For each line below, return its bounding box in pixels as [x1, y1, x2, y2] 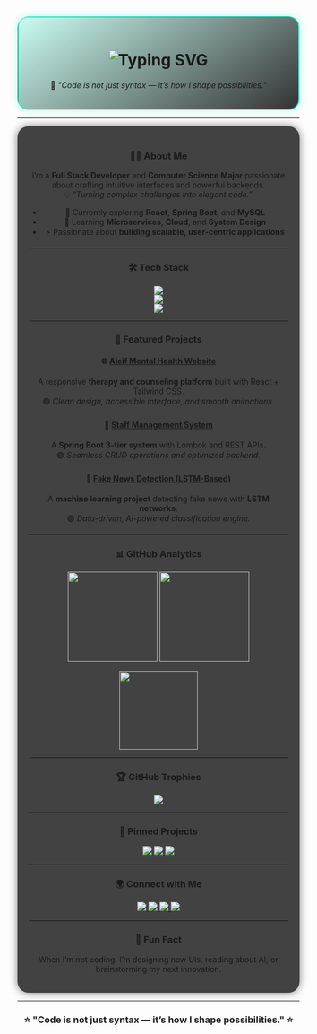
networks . [139, 503, 178, 514]
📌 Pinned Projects [119, 825, 198, 838]
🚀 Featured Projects [115, 334, 202, 346]
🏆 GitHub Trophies [116, 771, 201, 784]
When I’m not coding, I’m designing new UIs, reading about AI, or [39, 953, 278, 965]
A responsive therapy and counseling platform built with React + [38, 376, 279, 387]
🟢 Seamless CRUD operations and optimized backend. [56, 449, 261, 460]
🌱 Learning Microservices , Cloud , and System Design [64, 217, 267, 228]
